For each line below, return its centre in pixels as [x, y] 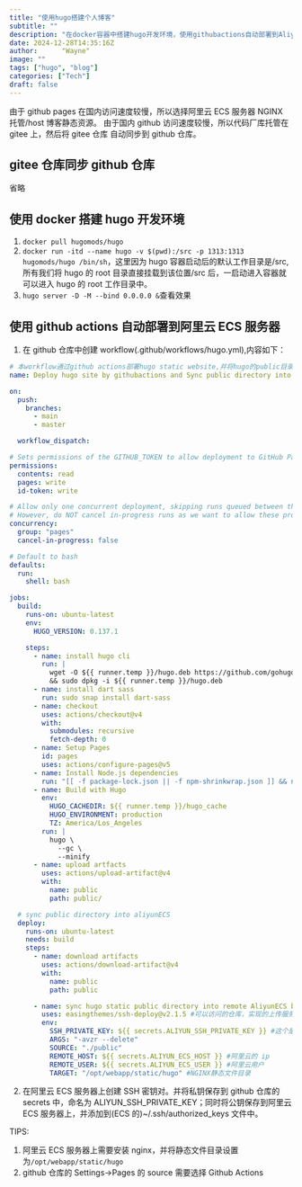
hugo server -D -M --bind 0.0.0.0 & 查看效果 [107, 295]
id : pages [60, 756]
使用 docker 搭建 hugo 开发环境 [97, 219]
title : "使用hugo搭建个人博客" [62, 18]
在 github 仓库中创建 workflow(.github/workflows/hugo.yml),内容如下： [154, 350]
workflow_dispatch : [54, 442]
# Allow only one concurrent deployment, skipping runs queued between [146, 507]
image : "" [28, 59]
